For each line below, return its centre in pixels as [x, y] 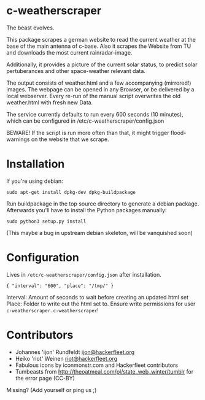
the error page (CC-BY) [45, 378]
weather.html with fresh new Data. [50, 102]
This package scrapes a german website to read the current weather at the [101, 39]
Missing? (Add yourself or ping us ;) [52, 390]
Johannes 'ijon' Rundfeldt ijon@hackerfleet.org [75, 352]
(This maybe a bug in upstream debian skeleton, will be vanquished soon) [100, 233]
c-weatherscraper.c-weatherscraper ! [53, 310]
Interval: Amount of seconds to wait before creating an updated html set [98, 297]
